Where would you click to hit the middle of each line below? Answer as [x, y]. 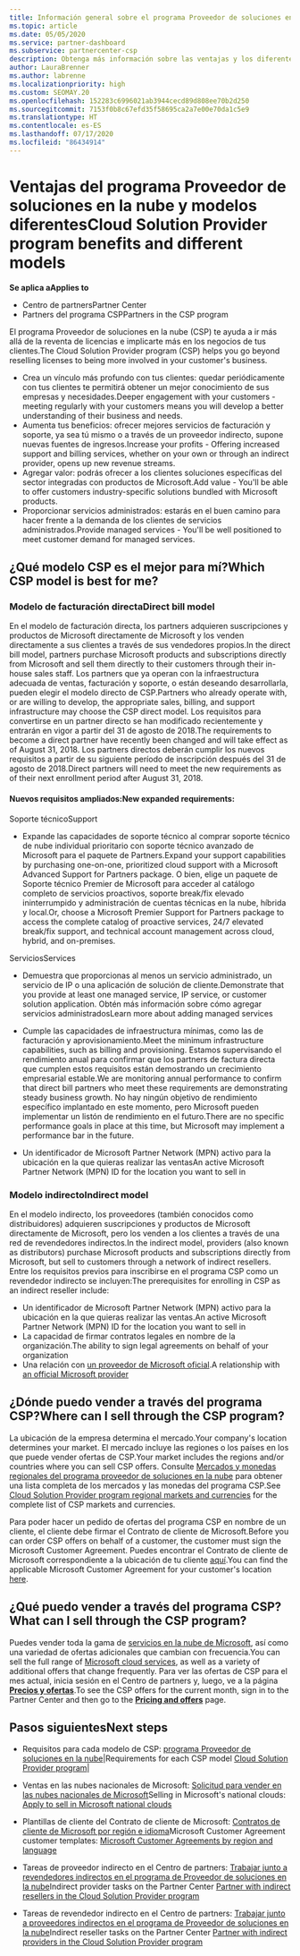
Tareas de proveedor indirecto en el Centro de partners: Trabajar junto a [155, 1867]
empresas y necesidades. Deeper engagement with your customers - [149, 396]
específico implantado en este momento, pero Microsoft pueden [140, 1107]
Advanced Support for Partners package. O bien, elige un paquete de [150, 874]
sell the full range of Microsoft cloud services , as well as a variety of [135, 1662]
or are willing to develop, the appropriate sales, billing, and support [132, 702]
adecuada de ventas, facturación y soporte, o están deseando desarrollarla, [149, 683]
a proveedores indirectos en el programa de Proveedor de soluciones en [155, 1923]
